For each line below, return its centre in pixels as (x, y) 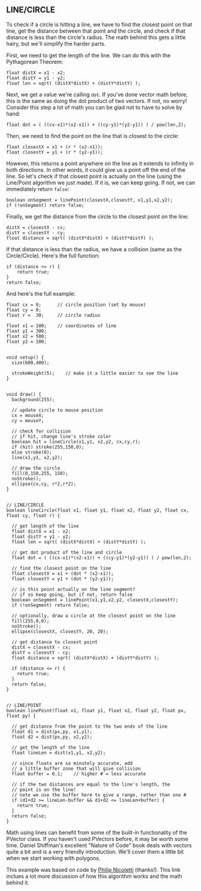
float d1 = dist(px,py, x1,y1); (52, 731)
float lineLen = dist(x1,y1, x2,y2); (59, 752)
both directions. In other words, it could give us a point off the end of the (96, 170)
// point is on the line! (44, 789)
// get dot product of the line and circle (67, 552)
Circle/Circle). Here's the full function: (53, 255)
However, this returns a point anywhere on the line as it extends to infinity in (100, 163)
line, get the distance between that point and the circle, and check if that (96, 31)
